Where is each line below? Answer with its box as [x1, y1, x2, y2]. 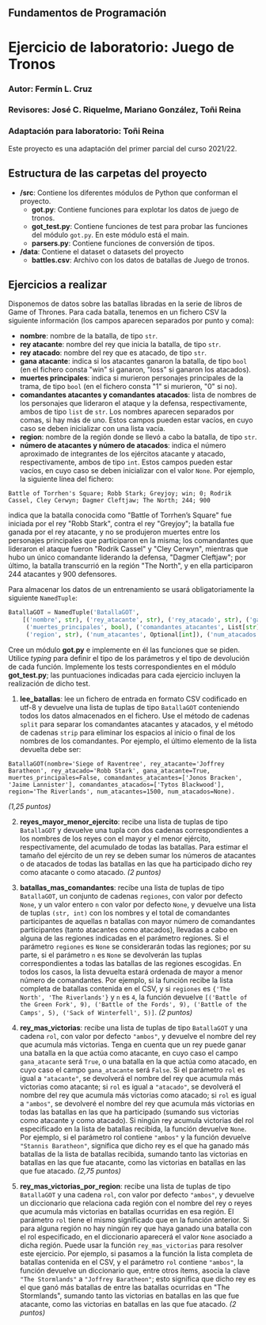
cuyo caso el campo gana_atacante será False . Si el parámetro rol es [19, 1065, 245, 1075]
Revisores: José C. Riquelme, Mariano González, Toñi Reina [8, 105, 241, 116]
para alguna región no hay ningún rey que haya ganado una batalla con [19, 1224, 253, 1233]
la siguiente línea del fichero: [19, 475, 114, 484]
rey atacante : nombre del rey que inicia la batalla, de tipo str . [19, 340, 222, 349]
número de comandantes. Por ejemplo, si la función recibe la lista [19, 975, 234, 985]
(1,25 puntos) [8, 801, 51, 811]
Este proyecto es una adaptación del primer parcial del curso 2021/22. [8, 143, 237, 153]
